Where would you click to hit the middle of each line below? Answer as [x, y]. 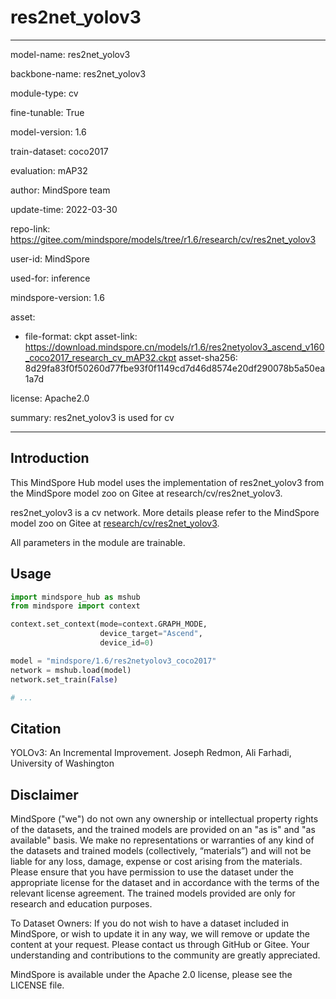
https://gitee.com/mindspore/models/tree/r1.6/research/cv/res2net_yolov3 [163, 239]
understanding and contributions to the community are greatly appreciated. [165, 955]
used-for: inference [50, 278]
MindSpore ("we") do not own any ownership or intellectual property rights [164, 819]
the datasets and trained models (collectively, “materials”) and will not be [161, 851]
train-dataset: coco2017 [59, 151]
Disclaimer [44, 794]
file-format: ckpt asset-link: [81, 336]
